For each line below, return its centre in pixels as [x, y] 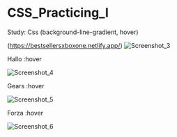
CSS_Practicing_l [58, 13]
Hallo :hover [24, 59]
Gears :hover [26, 86]
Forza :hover [25, 113]
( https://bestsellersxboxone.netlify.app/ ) [65, 45]
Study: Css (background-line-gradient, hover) [73, 32]
